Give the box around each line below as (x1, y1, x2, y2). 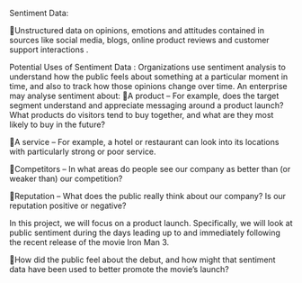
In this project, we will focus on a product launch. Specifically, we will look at (9, 218, 293, 228)
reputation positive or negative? (9, 200, 127, 211)
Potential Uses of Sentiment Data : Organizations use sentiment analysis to (9, 62, 286, 72)
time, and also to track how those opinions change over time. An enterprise (9, 81, 288, 91)
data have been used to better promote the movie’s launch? (9, 264, 229, 274)
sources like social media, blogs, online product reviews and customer (9, 35, 270, 45)
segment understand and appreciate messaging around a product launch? (9, 100, 284, 111)
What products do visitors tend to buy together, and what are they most (9, 110, 274, 120)
